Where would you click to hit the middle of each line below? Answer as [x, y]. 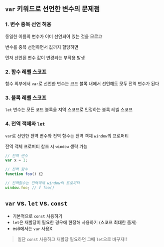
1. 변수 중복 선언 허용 [28, 24]
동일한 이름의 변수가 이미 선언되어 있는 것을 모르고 [54, 36]
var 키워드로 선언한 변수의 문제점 [53, 9]
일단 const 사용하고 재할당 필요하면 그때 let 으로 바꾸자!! [72, 239]
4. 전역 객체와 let [25, 124]
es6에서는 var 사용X [32, 228]
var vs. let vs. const [36, 203]
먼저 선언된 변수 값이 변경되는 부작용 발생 [45, 57]
